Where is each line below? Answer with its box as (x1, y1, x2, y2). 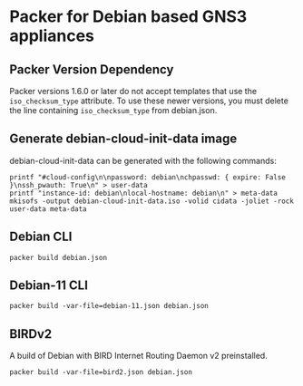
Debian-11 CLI (9, 278, 89, 294)
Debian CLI (9, 229, 73, 245)
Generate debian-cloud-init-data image (9, 131, 238, 147)
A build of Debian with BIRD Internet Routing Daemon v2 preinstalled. (9, 351, 268, 362)
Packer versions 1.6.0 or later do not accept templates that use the (9, 86, 257, 96)
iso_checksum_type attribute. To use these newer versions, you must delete (9, 95, 288, 106)
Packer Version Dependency (9, 62, 174, 77)
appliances (9, 25, 95, 46)
